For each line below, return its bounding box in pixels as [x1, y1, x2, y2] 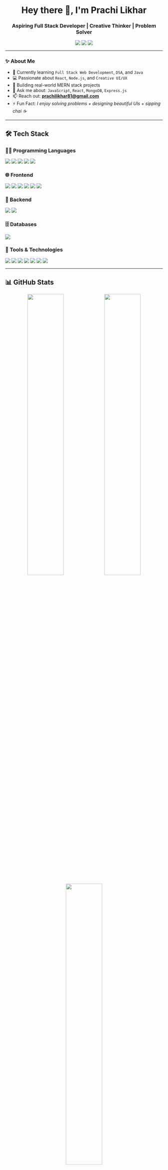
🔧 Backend [5, 196, 31, 203]
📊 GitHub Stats [5, 278, 54, 287]
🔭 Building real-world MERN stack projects [12, 82, 100, 88]
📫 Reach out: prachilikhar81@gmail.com [12, 93, 99, 99]
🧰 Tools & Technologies [5, 246, 63, 253]
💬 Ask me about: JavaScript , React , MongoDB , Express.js [12, 87, 127, 93]
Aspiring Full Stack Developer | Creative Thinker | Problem [11, 23, 156, 30]
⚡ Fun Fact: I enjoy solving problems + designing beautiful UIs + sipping [12, 100, 161, 107]
